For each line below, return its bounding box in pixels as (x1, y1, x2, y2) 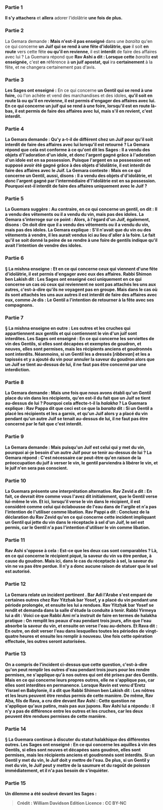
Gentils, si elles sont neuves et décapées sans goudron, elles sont (5, 747, 141, 753)
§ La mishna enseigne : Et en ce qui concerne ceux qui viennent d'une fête (5, 266, 158, 271)
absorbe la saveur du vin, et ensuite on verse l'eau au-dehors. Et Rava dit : (5, 623, 158, 629)
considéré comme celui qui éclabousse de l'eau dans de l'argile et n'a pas (5, 503, 157, 509)
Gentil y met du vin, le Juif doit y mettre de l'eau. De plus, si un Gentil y (5, 757, 150, 763)
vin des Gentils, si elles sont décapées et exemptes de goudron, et (5, 341, 142, 347)
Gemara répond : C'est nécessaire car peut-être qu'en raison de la (5, 455, 142, 461)
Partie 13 (5, 650, 26, 657)
